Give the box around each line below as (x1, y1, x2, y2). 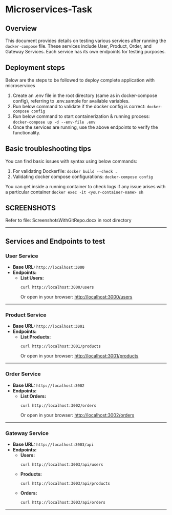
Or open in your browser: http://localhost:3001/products (20, 353, 139, 359)
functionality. (12, 129, 40, 135)
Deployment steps (5, 63, 65, 72)
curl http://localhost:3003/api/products (20, 481, 110, 486)
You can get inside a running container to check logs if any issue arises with (5, 183, 166, 189)
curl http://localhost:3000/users (20, 285, 94, 290)
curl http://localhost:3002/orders (20, 403, 96, 408)
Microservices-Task (5, 4, 93, 15)
